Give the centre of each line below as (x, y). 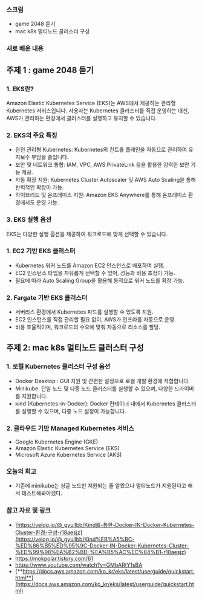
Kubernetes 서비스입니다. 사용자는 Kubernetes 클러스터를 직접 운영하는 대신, (98, 111)
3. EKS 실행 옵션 (29, 220)
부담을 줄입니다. (50, 157)
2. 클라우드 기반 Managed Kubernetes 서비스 (70, 428)
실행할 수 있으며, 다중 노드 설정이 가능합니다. (74, 411)
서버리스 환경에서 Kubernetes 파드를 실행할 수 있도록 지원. (84, 312)
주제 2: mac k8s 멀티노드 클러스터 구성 (75, 348)
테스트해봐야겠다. (42, 493)
